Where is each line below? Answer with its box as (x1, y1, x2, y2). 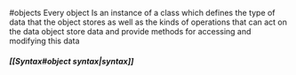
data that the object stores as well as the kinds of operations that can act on (9, 17, 287, 27)
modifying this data (9, 35, 80, 46)
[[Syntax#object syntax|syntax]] (9, 56, 134, 66)
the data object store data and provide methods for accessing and (9, 26, 252, 36)
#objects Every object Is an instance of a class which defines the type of (9, 8, 276, 18)
